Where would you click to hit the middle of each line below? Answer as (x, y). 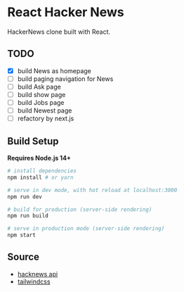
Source (24, 257)
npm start (22, 235)
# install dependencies (42, 171)
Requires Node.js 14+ (39, 158)
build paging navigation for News (65, 79)
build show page (41, 94)
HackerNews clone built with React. (59, 32)
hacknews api (38, 274)
